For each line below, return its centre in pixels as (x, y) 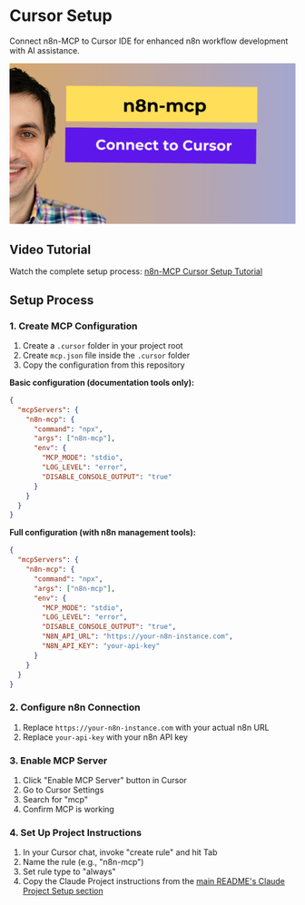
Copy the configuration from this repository (103, 365)
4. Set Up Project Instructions (76, 832)
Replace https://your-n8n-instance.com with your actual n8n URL (146, 727)
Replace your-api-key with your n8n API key (105, 737)
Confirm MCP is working (69, 810)
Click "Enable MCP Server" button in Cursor (105, 781)
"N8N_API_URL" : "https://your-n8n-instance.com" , (138, 636)
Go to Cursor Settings (63, 790)
